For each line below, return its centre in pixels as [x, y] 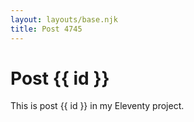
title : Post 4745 [46, 29]
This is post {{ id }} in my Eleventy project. [97, 106]
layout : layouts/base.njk [64, 19]
